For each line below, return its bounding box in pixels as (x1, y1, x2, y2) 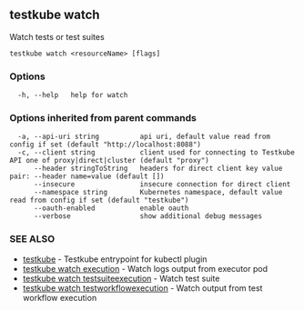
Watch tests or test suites (9, 31, 105, 42)
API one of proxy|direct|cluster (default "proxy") (9, 156, 209, 165)
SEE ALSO (9, 233, 56, 245)
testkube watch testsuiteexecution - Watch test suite (22, 273, 220, 284)
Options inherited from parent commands (9, 112, 198, 125)
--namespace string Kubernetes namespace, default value (33, 188, 283, 197)
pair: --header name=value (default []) (9, 172, 166, 181)
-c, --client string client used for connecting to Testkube (17, 148, 296, 157)
